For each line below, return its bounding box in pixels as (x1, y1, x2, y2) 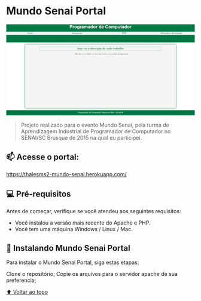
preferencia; (6, 277, 36, 284)
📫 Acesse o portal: (6, 152, 80, 162)
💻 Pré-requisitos (6, 189, 71, 199)
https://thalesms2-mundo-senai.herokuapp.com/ (6, 171, 127, 178)
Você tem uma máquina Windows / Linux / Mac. (14, 226, 133, 233)
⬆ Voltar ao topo (6, 288, 48, 295)
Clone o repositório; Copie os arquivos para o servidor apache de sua (6, 271, 178, 277)
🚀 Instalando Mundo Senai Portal (6, 243, 130, 253)
